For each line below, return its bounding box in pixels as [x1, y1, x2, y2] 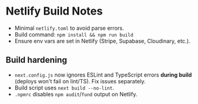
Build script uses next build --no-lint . [14, 84, 115, 91]
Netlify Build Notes [5, 4, 103, 18]
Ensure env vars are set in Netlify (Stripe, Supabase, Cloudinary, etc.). [14, 37, 191, 44]
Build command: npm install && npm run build [14, 30, 133, 38]
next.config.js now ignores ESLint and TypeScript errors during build [14, 71, 193, 78]
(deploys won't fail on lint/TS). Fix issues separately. [14, 77, 146, 85]
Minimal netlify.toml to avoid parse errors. [14, 24, 124, 32]
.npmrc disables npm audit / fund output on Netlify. [14, 90, 138, 98]
